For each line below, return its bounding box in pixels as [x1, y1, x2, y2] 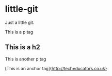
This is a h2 [5, 43, 40, 52]
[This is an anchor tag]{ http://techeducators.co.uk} [5, 65, 108, 71]
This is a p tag [5, 29, 33, 35]
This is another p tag [5, 56, 47, 62]
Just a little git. [5, 19, 34, 25]
